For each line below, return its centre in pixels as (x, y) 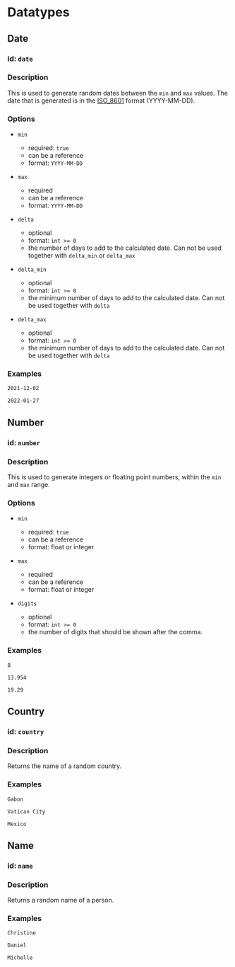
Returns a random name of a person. (61, 900)
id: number (24, 442)
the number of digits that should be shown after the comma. (115, 632)
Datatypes (38, 12)
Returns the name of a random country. (65, 766)
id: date (20, 59)
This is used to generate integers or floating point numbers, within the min (114, 477)
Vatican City (26, 811)
